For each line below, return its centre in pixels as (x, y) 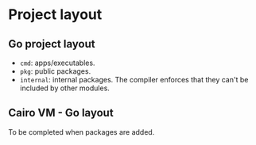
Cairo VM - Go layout (61, 113)
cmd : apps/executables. (57, 63)
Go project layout (52, 44)
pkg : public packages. (55, 71)
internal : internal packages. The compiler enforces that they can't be (134, 80)
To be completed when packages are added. (81, 132)
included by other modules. (64, 88)
